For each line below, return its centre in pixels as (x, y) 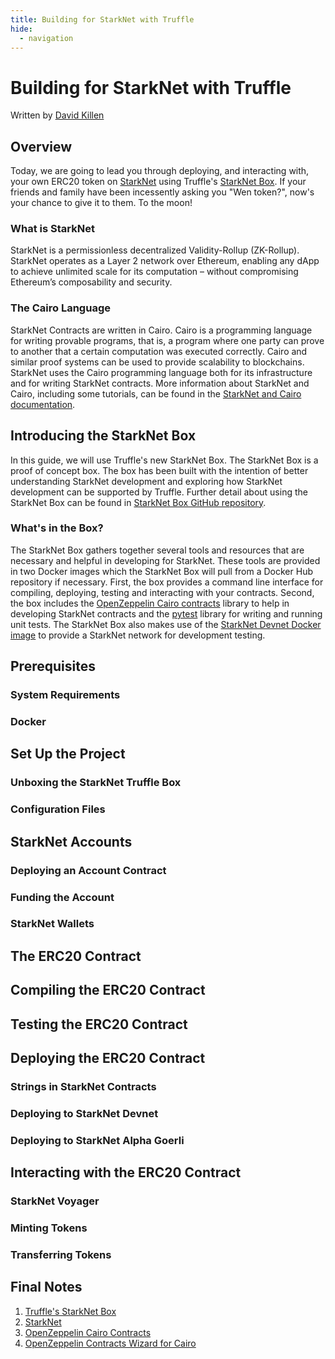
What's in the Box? (57, 528)
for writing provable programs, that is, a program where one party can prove (167, 340)
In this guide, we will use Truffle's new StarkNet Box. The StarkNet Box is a (164, 460)
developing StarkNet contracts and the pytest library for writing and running (166, 613)
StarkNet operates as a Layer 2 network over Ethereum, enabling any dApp (165, 261)
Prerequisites (53, 666)
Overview (41, 146)
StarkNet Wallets (52, 924)
